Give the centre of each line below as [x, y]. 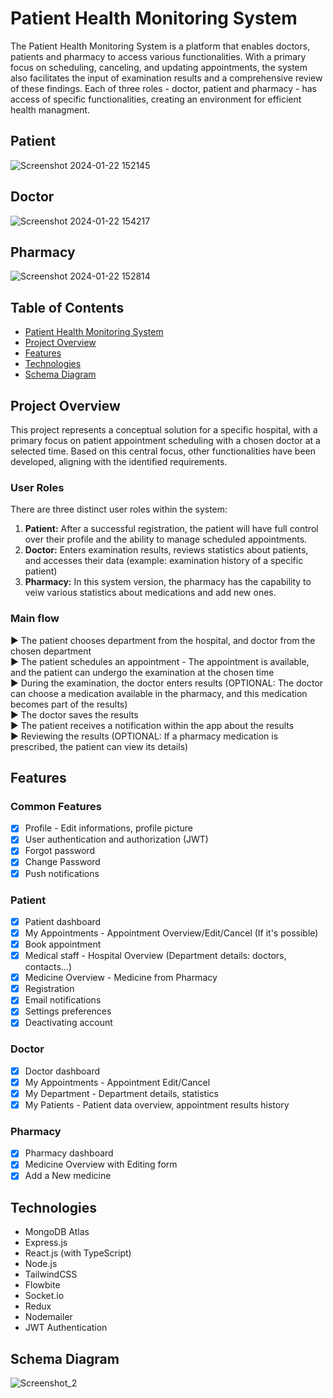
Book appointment [63, 944]
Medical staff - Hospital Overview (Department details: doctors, [155, 956]
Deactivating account [68, 1023]
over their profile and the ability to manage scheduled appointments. [166, 539]
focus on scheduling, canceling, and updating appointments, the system [159, 67]
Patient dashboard [63, 921]
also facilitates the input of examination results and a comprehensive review [166, 78]
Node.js [41, 1264]
